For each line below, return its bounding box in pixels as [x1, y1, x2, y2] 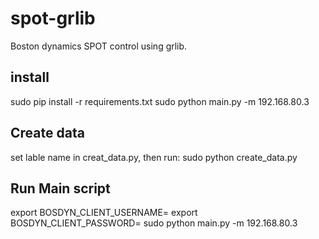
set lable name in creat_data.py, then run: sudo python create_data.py [10, 151, 298, 163]
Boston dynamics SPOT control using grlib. [10, 40, 188, 52]
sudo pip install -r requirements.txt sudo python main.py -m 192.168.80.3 [10, 95, 310, 107]
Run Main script [10, 180, 111, 197]
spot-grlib [10, 7, 96, 30]
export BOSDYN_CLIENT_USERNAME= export [10, 207, 198, 219]
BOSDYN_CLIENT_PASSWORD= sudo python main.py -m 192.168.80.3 [10, 217, 298, 229]
